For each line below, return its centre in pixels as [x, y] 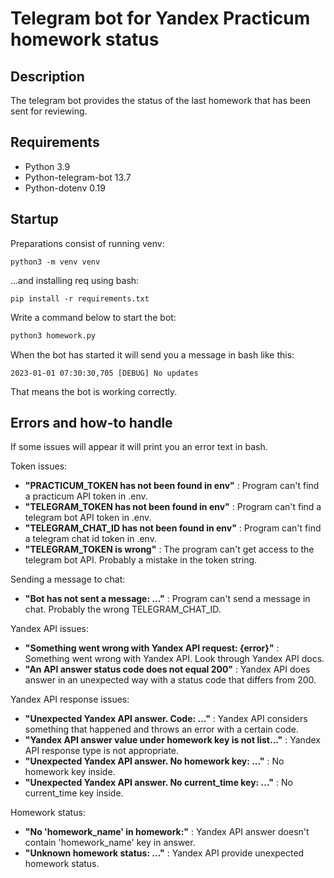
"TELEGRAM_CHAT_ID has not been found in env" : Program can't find [173, 528]
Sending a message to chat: [68, 579]
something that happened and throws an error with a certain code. [161, 729]
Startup [34, 219]
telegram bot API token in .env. [88, 518]
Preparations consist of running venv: [87, 243]
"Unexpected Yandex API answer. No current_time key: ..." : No [158, 783]
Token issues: [39, 466]
